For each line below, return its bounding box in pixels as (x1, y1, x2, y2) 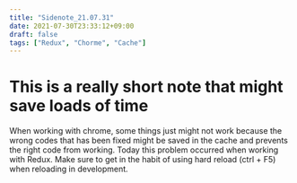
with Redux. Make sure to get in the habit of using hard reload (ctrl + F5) (9, 154, 276, 165)
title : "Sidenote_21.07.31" (9, 13, 115, 22)
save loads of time (9, 96, 149, 117)
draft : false (9, 30, 58, 39)
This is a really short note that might (9, 77, 284, 97)
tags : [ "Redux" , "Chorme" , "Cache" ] (9, 38, 146, 48)
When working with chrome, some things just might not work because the (9, 126, 283, 136)
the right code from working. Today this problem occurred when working (9, 144, 279, 155)
